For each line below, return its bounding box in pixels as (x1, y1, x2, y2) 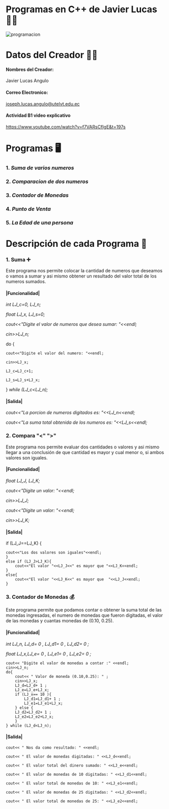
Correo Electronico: (6, 89, 48, 95)
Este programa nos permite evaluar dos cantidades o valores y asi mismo (6, 444, 160, 450)
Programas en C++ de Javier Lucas (6, 4, 157, 15)
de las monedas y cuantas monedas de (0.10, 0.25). (6, 618, 114, 624)
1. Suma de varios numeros (6, 164, 74, 171)
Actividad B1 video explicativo (6, 112, 71, 118)
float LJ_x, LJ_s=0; (6, 311, 45, 317)
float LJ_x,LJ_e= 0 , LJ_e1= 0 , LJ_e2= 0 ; (6, 650, 92, 656)
